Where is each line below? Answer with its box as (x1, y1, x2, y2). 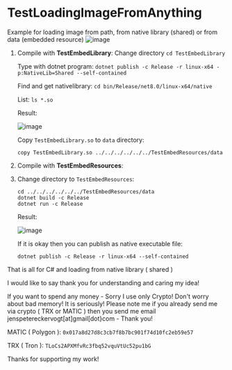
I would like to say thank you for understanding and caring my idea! (7, 278, 200, 287)
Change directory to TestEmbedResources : (17, 175, 135, 183)
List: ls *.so (17, 95, 53, 104)
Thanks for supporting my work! (7, 355, 99, 363)
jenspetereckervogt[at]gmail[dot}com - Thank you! (7, 314, 153, 323)
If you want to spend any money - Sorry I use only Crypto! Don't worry (7, 292, 210, 300)
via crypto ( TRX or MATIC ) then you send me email (7, 307, 156, 315)
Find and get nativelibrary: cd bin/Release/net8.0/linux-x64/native (17, 81, 213, 90)
